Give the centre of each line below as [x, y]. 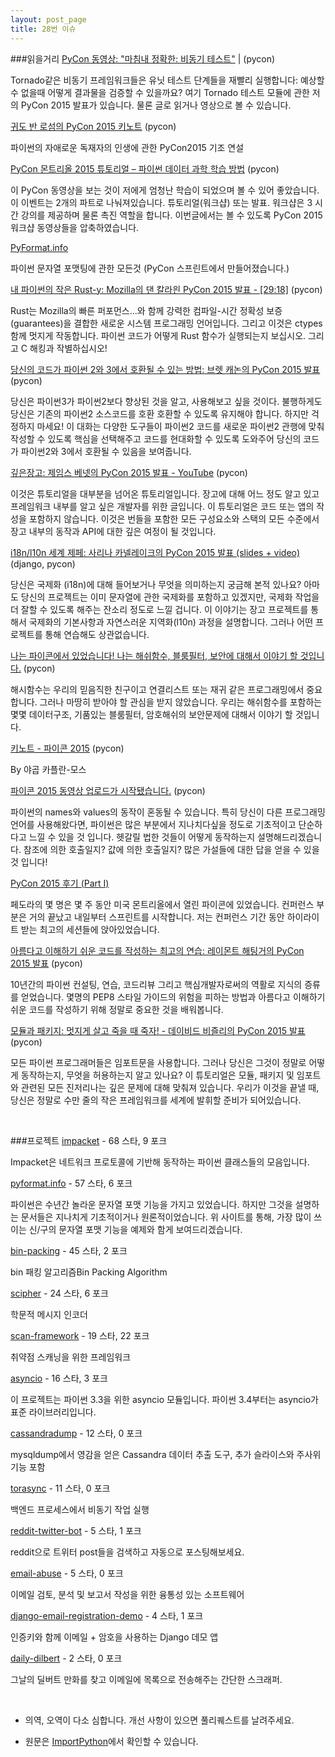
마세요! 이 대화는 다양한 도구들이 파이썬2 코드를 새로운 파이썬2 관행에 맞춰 [180, 426]
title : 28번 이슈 [43, 29]
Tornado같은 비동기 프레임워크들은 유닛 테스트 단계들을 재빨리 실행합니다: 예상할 [167, 80]
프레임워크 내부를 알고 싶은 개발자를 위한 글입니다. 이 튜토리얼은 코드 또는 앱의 [162, 506]
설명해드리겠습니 [290, 837]
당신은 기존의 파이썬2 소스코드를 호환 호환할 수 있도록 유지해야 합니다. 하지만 [159, 413]
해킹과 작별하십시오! [68, 348]
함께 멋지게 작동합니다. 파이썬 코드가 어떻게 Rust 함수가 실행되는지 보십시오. [158, 335]
